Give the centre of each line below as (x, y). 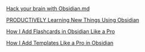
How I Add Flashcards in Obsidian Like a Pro (61, 31)
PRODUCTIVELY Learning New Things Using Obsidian (73, 20)
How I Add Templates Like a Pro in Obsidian (60, 43)
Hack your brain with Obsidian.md (48, 9)
